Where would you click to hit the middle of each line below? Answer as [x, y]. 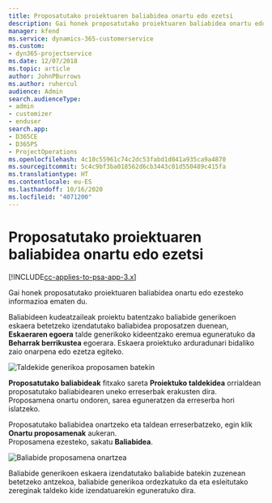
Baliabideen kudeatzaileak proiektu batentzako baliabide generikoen [122, 316]
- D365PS [23, 144]
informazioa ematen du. [48, 301]
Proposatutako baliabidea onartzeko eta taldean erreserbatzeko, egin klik [130, 424]
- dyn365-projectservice [50, 54]
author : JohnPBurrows [45, 76]
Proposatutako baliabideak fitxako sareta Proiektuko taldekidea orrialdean [135, 383]
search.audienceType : [45, 99]
